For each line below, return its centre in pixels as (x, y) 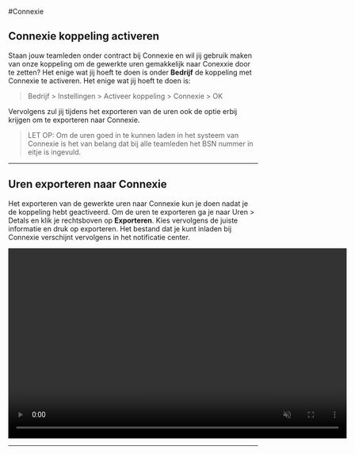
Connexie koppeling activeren (84, 36)
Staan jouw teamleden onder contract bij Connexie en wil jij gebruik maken (130, 55)
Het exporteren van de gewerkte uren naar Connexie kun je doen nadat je (128, 203)
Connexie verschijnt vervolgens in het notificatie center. (99, 237)
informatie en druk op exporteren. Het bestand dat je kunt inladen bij (120, 228)
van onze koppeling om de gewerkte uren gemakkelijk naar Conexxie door (130, 63)
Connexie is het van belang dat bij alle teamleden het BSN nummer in (140, 143)
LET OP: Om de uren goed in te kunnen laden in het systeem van (133, 135)
